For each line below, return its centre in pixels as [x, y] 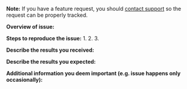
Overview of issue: [30, 27]
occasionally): [25, 80]
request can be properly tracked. [47, 15]
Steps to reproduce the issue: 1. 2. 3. [53, 38]
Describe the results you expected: [51, 62]
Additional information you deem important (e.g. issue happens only [93, 73]
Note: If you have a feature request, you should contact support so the [94, 9]
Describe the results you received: [50, 50]
